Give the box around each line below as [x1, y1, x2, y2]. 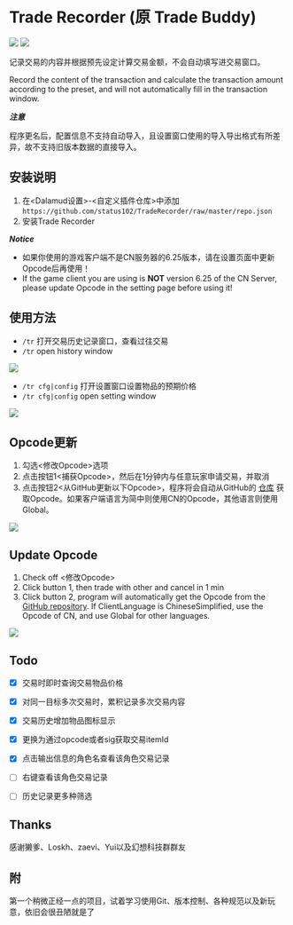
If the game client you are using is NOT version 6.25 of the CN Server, [21, 273, 277, 283]
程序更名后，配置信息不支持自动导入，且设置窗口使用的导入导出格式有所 [9, 130, 273, 141]
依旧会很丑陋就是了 [24, 906, 95, 918]
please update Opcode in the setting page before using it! [21, 282, 233, 293]
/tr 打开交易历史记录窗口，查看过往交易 [21, 336, 169, 346]
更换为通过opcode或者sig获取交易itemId [21, 734, 169, 745]
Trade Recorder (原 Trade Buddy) [9, 7, 257, 28]
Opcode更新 [9, 435, 78, 450]
